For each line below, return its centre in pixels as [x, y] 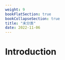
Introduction [31, 52]
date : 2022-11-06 [23, 28]
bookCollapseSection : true [32, 19]
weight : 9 [15, 10]
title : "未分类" [21, 23]
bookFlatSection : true [28, 14]
